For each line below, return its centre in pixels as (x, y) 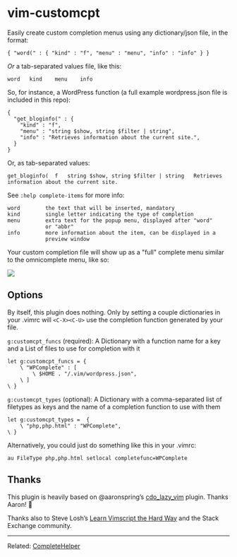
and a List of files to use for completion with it (74, 348)
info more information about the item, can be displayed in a (112, 233)
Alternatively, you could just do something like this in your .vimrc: (102, 445)
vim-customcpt (54, 13)
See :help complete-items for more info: (66, 195)
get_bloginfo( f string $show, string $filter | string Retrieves (115, 176)
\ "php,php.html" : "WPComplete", (71, 426)
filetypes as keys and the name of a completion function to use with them (114, 406)
